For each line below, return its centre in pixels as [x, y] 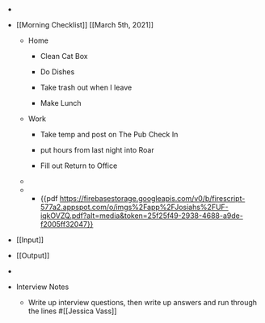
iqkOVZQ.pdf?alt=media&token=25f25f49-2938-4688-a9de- [142, 216]
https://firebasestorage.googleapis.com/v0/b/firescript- [152, 198]
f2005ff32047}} [67, 224]
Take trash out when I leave [86, 87]
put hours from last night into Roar [97, 150]
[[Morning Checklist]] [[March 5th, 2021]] [85, 25]
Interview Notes [42, 287]
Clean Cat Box [64, 56]
